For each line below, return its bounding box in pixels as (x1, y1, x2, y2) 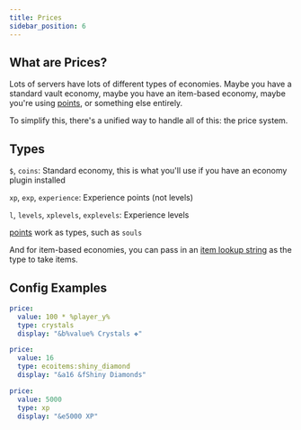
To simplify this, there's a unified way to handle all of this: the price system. (9, 115, 288, 126)
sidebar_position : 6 (9, 22, 87, 31)
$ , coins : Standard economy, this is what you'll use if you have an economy (9, 166, 288, 176)
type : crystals (17, 320, 75, 329)
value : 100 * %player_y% (17, 312, 111, 321)
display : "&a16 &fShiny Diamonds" (17, 371, 146, 380)
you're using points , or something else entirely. (9, 98, 183, 109)
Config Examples (9, 280, 108, 295)
